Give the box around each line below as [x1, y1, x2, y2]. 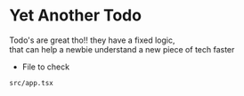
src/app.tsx [9, 78, 53, 87]
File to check [21, 61, 69, 72]
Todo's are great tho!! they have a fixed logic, [9, 35, 175, 45]
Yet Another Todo [9, 5, 142, 26]
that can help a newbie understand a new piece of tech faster [9, 44, 235, 54]
